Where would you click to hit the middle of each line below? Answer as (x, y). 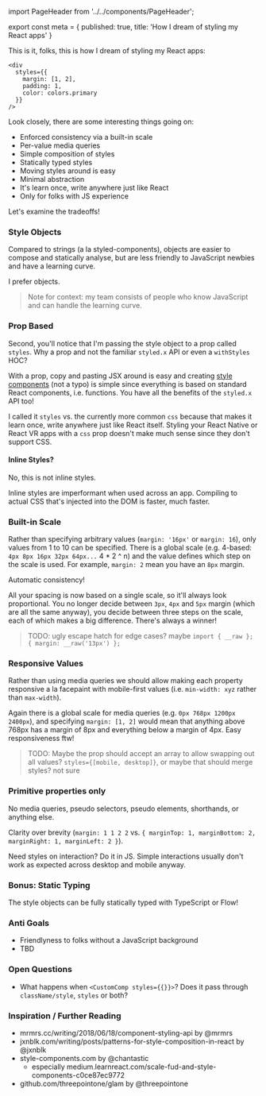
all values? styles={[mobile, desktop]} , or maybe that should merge (140, 762)
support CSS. (30, 442)
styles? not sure (54, 770)
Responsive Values (46, 664)
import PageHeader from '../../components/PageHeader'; (101, 12)
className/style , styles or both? (74, 995)
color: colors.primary (60, 93)
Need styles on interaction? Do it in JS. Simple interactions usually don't (126, 856)
